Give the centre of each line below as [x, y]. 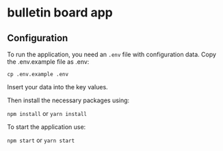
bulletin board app [60, 13]
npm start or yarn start [41, 140]
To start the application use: [47, 127]
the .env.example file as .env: [48, 62]
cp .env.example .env [38, 74]
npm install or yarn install [47, 114]
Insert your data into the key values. [57, 87]
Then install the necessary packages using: [68, 100]
